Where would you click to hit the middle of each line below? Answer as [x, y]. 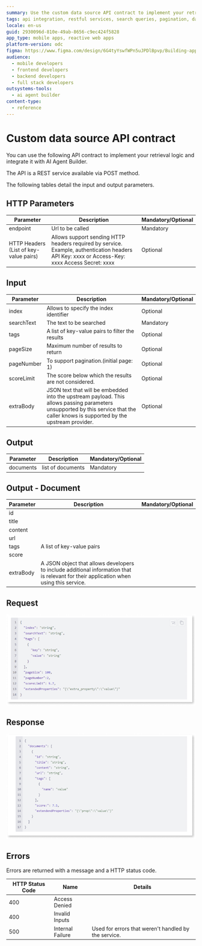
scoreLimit [22, 378]
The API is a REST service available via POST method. [73, 173]
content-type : [24, 102]
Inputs [62, 920]
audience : [19, 57]
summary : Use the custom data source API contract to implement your [95, 13]
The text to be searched [76, 322]
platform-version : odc [35, 45]
